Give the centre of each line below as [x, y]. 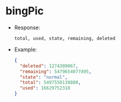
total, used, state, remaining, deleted [65, 38]
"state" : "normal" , [44, 77]
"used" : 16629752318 [45, 88]
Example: [26, 50]
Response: [27, 27]
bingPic [25, 11]
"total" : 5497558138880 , [50, 83]
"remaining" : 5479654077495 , [56, 72]
